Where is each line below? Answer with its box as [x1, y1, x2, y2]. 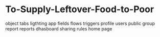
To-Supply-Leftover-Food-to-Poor [5, 4, 154, 15]
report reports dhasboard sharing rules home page [5, 25, 112, 31]
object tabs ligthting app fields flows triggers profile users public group [5, 20, 155, 26]
